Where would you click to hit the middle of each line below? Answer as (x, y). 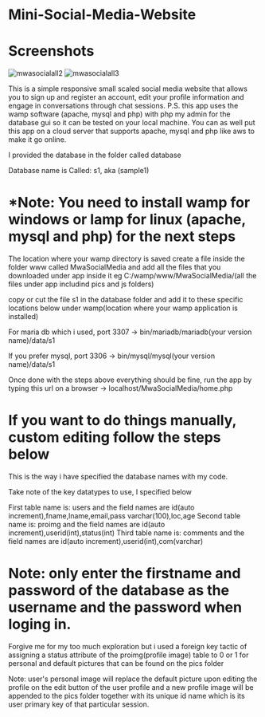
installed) (23, 317)
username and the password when (125, 607)
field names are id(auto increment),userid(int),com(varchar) (106, 541)
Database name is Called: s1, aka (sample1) (79, 171)
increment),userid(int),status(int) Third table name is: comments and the (127, 533)
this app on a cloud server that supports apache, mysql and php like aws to (131, 131)
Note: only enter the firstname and (125, 574)
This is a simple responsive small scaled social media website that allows (128, 89)
